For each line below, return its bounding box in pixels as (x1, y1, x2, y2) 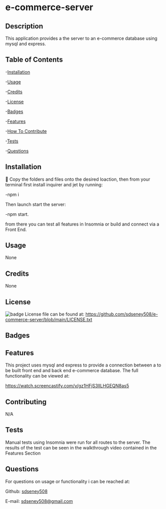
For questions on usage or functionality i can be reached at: (5, 478, 130, 485)
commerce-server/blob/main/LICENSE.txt (5, 317, 92, 323)
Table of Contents (5, 55, 63, 64)
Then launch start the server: (5, 201, 66, 207)
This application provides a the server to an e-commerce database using (5, 35, 157, 41)
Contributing (5, 398, 47, 406)
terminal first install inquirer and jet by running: (5, 181, 103, 187)
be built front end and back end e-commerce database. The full (5, 367, 139, 374)
